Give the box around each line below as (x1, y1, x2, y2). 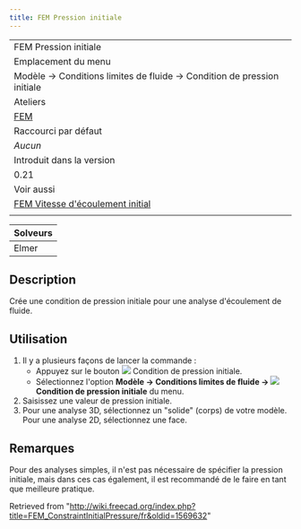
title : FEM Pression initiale (9, 13, 123, 22)
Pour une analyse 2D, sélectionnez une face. (21, 414, 188, 426)
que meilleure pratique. (9, 483, 95, 494)
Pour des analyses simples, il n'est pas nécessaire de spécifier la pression (9, 464, 284, 475)
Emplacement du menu (13, 55, 111, 67)
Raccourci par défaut (13, 125, 103, 137)
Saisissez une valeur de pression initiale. (21, 395, 173, 406)
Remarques (9, 440, 75, 455)
